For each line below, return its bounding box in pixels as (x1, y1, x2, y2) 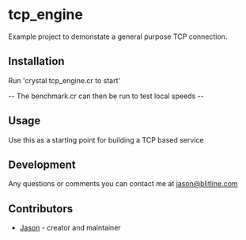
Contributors (8, 202, 74, 215)
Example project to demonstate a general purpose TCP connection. (8, 32, 228, 41)
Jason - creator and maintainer (19, 223, 121, 233)
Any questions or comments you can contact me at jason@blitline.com (8, 179, 239, 189)
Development (8, 158, 77, 171)
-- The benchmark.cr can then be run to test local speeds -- (8, 91, 204, 101)
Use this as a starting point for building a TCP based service (8, 135, 204, 144)
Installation (8, 55, 65, 68)
